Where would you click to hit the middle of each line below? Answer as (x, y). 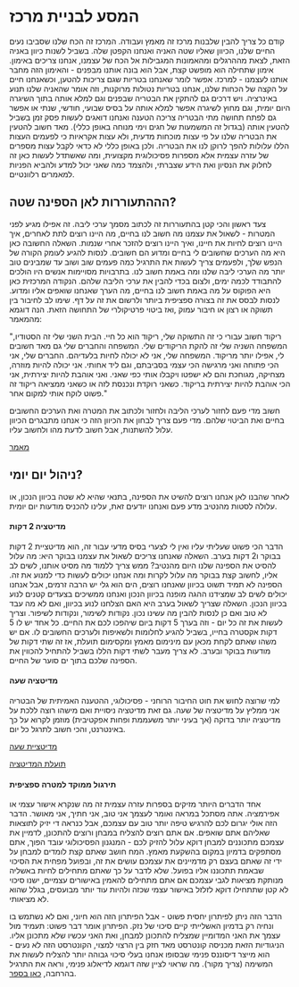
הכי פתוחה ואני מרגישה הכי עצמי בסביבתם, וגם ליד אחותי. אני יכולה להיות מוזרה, (144, 365)
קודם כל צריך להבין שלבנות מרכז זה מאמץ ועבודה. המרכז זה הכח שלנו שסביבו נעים (147, 41)
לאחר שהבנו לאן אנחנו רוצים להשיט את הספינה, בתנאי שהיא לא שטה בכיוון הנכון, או (149, 496)
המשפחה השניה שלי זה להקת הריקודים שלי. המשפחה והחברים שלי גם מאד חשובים (149, 345)
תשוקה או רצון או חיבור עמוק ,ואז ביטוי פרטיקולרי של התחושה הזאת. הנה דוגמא (141, 309)
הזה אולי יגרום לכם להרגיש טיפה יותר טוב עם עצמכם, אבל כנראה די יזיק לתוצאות (144, 823)
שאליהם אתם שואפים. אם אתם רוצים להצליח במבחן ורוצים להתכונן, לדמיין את (140, 832)
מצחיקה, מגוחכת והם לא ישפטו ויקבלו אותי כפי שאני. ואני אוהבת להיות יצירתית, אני (147, 374)
